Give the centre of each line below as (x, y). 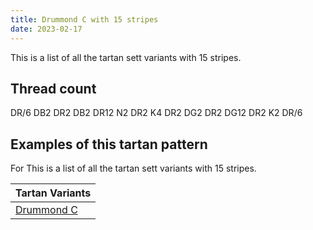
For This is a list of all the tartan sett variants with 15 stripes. (133, 168)
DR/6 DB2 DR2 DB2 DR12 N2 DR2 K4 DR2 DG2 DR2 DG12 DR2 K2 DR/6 (156, 113)
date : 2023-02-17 (46, 29)
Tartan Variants (53, 193)
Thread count (53, 88)
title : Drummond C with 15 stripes (84, 19)
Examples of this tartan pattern (109, 144)
